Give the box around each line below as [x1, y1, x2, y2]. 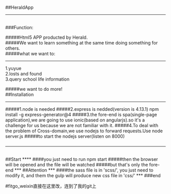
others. [5, 45, 20, 51]
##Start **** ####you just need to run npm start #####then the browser [5, 156, 158, 162]
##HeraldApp [5, 5, 34, 10]
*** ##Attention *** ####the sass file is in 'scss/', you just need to [14, 167, 154, 173]
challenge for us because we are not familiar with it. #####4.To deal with [5, 123, 159, 128]
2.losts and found [5, 71, 42, 77]
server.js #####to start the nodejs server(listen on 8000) [5, 133, 125, 139]
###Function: [5, 25, 34, 30]
